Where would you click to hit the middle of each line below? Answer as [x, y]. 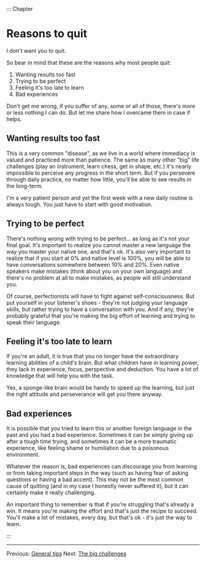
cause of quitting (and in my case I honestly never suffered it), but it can [97, 486]
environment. [23, 455]
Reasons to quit [47, 34]
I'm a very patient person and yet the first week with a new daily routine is [100, 198]
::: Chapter [20, 9]
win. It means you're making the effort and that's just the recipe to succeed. [102, 511]
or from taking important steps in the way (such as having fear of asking [97, 473]
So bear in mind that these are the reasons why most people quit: [89, 62]
